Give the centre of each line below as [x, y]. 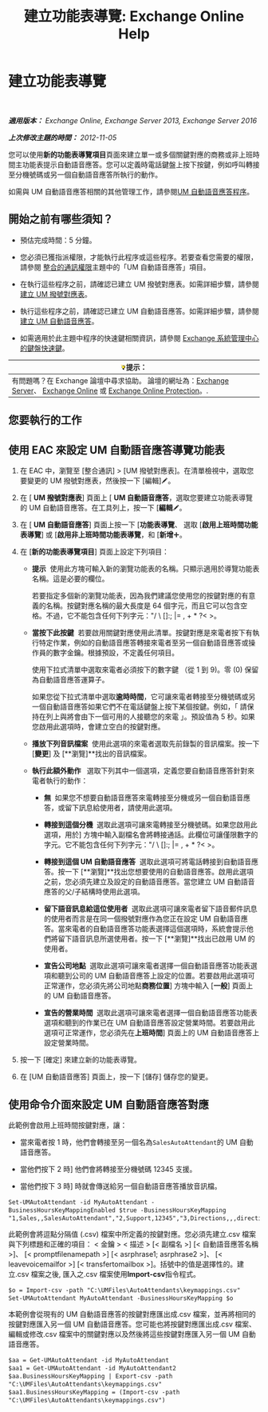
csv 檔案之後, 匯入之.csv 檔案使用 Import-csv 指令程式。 [109, 1274]
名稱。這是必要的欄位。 [70, 579]
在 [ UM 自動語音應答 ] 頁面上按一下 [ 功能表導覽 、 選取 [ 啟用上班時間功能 [139, 525]
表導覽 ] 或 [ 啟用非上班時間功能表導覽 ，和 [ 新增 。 [103, 535]
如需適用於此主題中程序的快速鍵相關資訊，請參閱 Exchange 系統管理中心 [139, 338]
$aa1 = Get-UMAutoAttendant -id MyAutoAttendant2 [93, 1369]
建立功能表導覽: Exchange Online [134, 16]
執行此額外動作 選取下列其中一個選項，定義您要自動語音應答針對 [140, 771]
